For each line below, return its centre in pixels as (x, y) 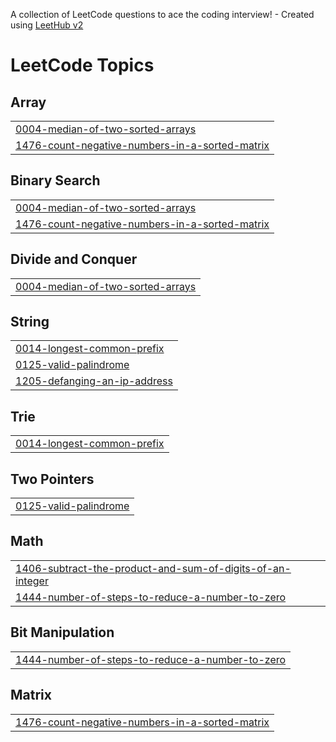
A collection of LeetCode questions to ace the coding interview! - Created (162, 14)
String (30, 322)
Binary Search (55, 180)
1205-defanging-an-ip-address (94, 381)
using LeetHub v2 (47, 25)
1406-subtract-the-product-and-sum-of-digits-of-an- (153, 568)
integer (32, 581)
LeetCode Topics (82, 65)
